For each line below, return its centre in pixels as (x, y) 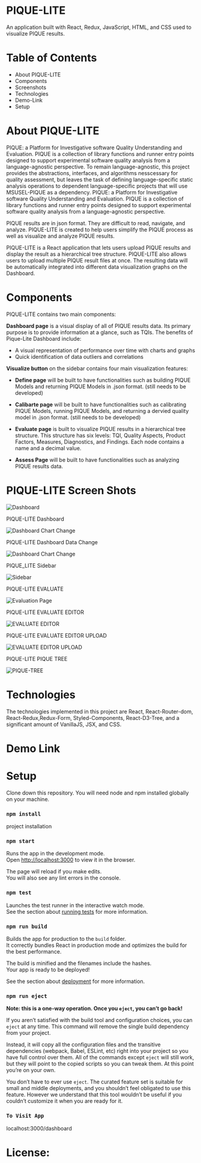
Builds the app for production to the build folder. (66, 938)
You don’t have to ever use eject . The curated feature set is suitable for (94, 1082)
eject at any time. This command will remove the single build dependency (98, 1026)
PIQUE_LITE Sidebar (31, 565)
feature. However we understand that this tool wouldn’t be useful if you (94, 1095)
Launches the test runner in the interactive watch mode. (76, 905)
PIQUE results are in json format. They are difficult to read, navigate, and (96, 223)
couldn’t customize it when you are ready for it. (64, 1101)
